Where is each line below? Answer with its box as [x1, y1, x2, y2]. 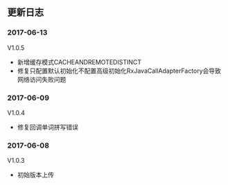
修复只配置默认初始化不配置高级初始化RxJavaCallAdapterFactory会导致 [17, 67, 222, 75]
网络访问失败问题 [17, 75, 67, 83]
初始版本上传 [17, 170, 54, 179]
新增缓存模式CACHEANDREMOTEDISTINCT [17, 58, 142, 66]
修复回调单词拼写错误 [17, 123, 78, 131]
